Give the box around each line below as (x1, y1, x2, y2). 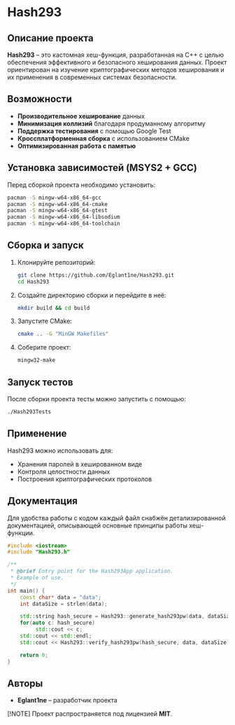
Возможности (7, 93, 72, 105)
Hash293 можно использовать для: (7, 446, 113, 455)
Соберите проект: (17, 343, 71, 352)
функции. (7, 528, 35, 537)
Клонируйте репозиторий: (17, 258, 96, 266)
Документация (7, 495, 78, 507)
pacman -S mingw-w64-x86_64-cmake (7, 200, 108, 207)
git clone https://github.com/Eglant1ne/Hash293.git (17, 271, 175, 279)
